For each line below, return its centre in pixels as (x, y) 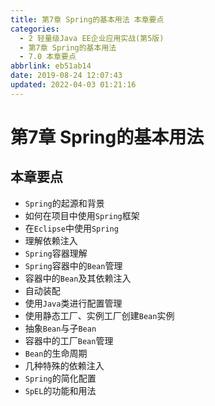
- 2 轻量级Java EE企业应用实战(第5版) (92, 38)
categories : (35, 29)
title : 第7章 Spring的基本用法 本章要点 (87, 19)
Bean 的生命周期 (56, 353)
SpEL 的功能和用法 (60, 390)
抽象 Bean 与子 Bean (60, 328)
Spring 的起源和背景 (64, 203)
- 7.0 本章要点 (48, 57)
